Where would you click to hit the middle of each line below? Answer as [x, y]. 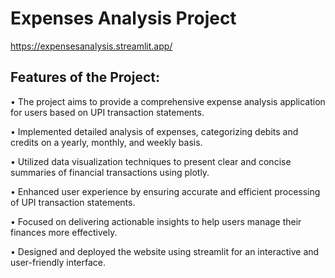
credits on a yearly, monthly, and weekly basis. [106, 142]
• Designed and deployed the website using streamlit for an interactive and [165, 251]
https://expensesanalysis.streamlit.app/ [91, 46]
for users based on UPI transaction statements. [107, 112]
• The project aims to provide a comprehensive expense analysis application [168, 101]
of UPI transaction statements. [73, 202]
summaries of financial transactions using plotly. [110, 172]
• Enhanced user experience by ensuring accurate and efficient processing [165, 191]
